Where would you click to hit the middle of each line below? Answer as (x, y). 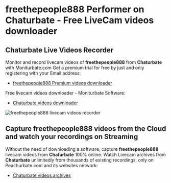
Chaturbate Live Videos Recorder (59, 50)
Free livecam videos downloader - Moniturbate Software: (65, 93)
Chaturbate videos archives (42, 175)
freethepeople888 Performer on (75, 9)
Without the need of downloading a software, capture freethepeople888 (82, 149)
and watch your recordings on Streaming (72, 137)
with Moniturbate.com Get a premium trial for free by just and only (75, 68)
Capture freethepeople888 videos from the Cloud (86, 129)
